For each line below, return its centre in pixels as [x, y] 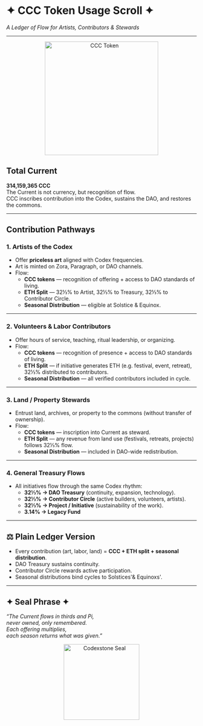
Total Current [32, 171]
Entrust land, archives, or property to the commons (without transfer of [103, 413]
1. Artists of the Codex [40, 247]
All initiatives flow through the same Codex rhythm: [79, 486]
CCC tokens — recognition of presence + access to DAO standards [108, 353]
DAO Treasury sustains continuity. [57, 564]
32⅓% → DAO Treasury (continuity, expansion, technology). [100, 493]
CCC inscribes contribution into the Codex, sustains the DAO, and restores [99, 198]
